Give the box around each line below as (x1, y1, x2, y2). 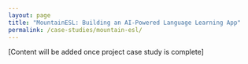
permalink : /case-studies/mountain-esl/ (8, 26, 143, 34)
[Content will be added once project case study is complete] (8, 48, 205, 57)
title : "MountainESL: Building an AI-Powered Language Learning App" (8, 19, 242, 27)
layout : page (8, 11, 51, 20)
